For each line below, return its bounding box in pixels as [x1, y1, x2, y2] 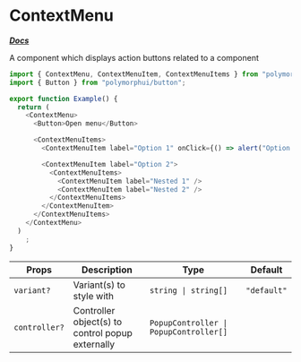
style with [73, 289, 115, 302]
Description [82, 263, 133, 276]
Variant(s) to [73, 279, 125, 291]
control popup [73, 326, 133, 339]
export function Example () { [9, 94, 118, 103]
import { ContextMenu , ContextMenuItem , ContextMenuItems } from [9, 69, 258, 79]
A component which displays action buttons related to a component [9, 52, 260, 63]
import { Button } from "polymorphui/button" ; [9, 78, 186, 87]
